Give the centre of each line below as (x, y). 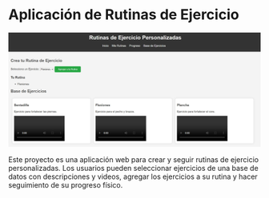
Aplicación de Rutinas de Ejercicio (124, 15)
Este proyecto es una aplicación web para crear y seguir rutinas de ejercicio (133, 159)
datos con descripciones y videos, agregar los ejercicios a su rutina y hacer (133, 176)
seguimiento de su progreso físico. (66, 184)
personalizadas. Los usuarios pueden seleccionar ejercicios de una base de (133, 168)
